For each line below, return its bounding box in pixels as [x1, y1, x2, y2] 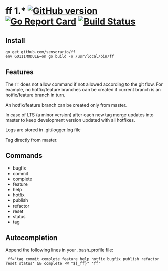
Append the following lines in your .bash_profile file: [5, 247, 114, 253]
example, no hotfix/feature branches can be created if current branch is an [5, 86, 161, 92]
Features [5, 67, 34, 76]
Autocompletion [5, 233, 58, 242]
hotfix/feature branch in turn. [5, 92, 66, 98]
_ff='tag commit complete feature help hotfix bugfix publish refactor [5, 257, 159, 262]
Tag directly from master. [5, 137, 58, 143]
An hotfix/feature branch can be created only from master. [5, 101, 127, 108]
